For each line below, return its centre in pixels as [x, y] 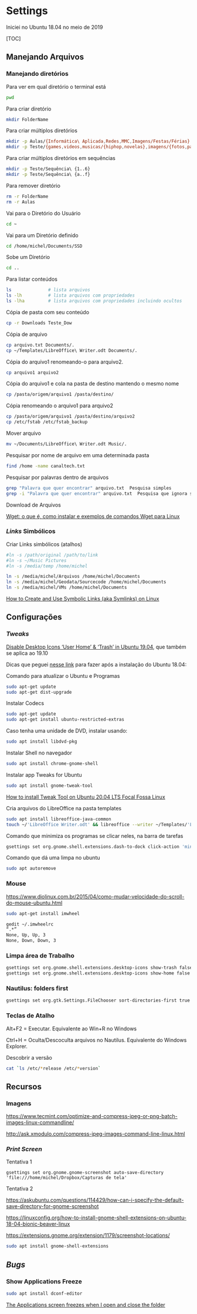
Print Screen [24, 1149]
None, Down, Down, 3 [31, 941]
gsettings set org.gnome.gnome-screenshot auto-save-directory [85, 1173]
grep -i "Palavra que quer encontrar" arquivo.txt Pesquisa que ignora [97, 493]
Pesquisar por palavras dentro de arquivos [57, 477]
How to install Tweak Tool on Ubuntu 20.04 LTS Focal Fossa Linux [86, 797]
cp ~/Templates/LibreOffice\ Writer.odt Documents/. [72, 350]
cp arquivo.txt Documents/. [40, 345]
